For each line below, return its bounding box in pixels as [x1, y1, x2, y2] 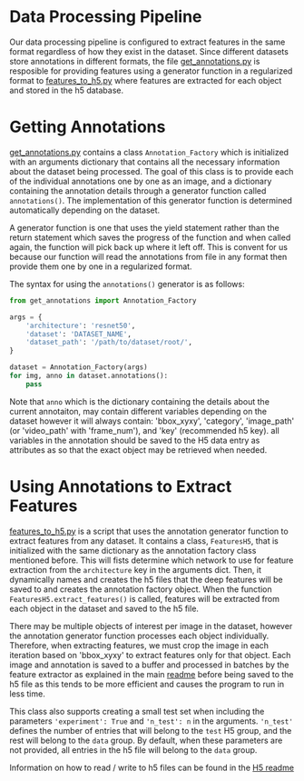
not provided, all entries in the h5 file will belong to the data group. [9, 744, 258, 756]
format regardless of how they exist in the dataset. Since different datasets [9, 45, 289, 56]
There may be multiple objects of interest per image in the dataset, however [9, 620, 293, 631]
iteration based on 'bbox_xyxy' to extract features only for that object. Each [9, 649, 291, 660]
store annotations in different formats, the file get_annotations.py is [9, 55, 260, 66]
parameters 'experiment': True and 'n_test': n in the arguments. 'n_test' [9, 716, 293, 726]
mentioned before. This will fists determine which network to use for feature [9, 555, 294, 566]
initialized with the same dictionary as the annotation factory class [9, 545, 257, 556]
